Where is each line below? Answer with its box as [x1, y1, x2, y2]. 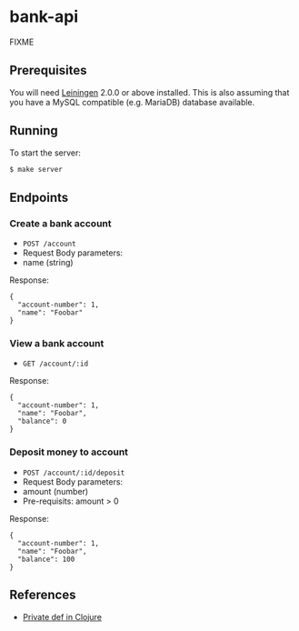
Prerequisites [9, 63, 87, 78]
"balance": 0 [17, 416, 67, 426]
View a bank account [9, 337, 105, 350]
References [9, 587, 76, 603]
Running [9, 123, 59, 138]
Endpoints [9, 189, 69, 205]
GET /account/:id [22, 359, 89, 369]
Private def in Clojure [22, 611, 103, 622]
